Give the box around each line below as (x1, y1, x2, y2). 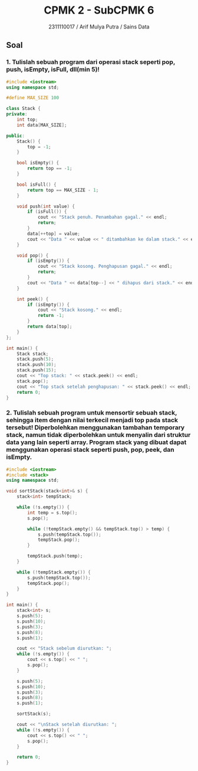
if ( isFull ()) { (27, 209, 67, 215)
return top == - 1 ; (27, 166, 72, 171)
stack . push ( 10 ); (16, 362, 57, 368)
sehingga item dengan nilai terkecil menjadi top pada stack (6, 416, 179, 425)
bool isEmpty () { (16, 160, 60, 166)
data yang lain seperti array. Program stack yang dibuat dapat (6, 438, 187, 446)
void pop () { (16, 252, 49, 258)
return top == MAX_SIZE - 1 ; (27, 187, 99, 193)
